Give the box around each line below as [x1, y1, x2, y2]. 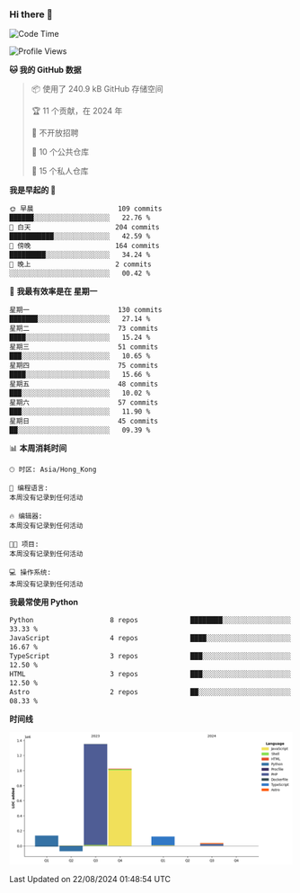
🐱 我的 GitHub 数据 [9, 65, 83, 76]
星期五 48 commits [9, 380, 159, 389]
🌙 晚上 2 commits [9, 260, 152, 269]
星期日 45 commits [9, 417, 159, 426]
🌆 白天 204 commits [9, 223, 160, 232]
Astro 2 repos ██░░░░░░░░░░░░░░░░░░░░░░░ [9, 688, 292, 697]
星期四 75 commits [9, 362, 159, 371]
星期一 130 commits [9, 306, 163, 315]
